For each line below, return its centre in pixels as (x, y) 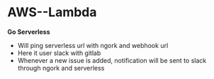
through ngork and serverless (61, 68)
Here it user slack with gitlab (59, 53)
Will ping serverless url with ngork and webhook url (93, 45)
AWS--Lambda (52, 12)
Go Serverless (29, 32)
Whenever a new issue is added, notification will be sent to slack (112, 60)
